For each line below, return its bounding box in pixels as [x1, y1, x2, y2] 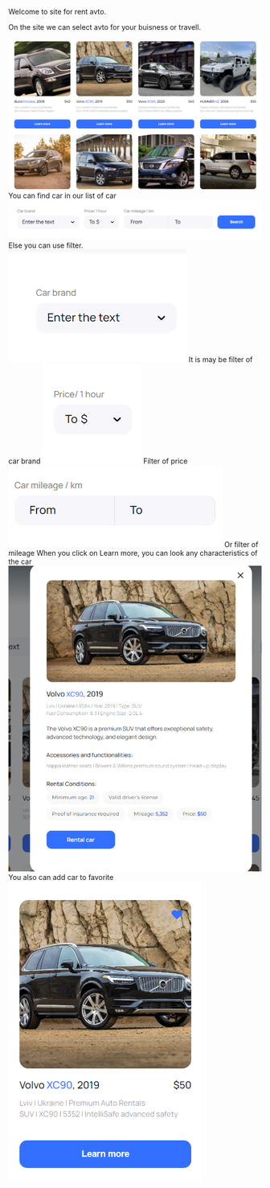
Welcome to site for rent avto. [8, 7, 107, 16]
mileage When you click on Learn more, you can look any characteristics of [8, 549, 259, 558]
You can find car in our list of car [8, 191, 117, 200]
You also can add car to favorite [8, 873, 114, 882]
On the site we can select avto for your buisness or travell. [8, 23, 202, 31]
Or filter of [223, 540, 259, 549]
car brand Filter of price [8, 456, 188, 466]
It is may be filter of [188, 355, 253, 364]
